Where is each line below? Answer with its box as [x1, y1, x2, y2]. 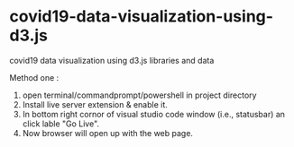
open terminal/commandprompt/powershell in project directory [22, 90, 257, 100]
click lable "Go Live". [22, 118, 100, 129]
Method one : [9, 72, 60, 82]
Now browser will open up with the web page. [22, 127, 194, 138]
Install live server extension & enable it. [22, 99, 169, 109]
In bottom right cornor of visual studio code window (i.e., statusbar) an [22, 108, 286, 119]
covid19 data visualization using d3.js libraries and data [9, 55, 215, 65]
